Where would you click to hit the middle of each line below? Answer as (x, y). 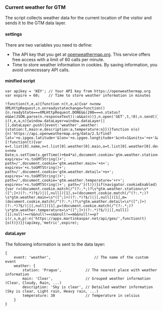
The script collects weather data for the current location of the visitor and (78, 18)
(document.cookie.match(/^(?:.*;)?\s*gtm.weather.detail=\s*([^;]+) (76, 201)
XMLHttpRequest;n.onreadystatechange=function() (55, 108)
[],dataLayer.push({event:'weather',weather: (52, 125)
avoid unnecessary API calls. (41, 70)
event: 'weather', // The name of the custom (81, 257)
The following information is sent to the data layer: (55, 244)
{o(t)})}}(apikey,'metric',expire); (42, 223)
